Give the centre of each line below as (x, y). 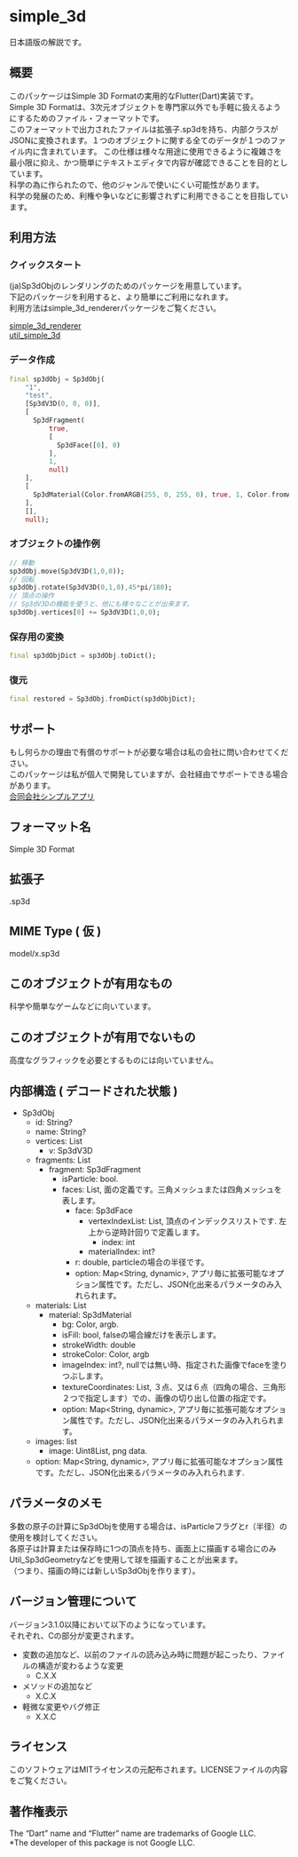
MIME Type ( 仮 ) (55, 931)
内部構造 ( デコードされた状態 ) (94, 1091)
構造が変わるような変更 (81, 1665)
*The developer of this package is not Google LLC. (102, 1843)
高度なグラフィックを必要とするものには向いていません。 (114, 1060)
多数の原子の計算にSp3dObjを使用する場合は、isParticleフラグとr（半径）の (149, 1526)
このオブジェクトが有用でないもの (102, 1037)
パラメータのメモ (56, 1503)
